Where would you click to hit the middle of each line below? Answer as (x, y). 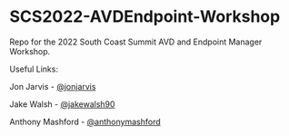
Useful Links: (34, 69)
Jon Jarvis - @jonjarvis (53, 86)
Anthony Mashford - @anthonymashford (85, 121)
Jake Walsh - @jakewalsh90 (62, 104)
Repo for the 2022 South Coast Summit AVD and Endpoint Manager (136, 42)
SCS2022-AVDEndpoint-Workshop (145, 17)
